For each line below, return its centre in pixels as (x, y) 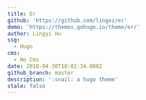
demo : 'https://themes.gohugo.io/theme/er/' (74, 27)
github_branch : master (41, 73)
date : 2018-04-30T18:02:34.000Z (55, 66)
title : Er (22, 14)
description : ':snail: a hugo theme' (63, 79)
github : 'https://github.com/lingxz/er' (68, 20)
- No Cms (26, 60)
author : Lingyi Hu (34, 33)
